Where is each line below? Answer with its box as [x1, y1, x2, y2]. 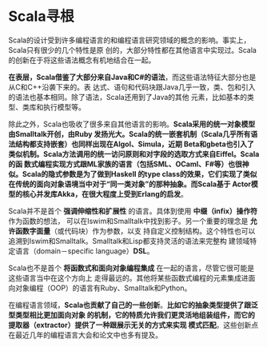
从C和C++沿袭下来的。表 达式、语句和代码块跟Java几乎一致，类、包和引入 [8, 82, 256, 92]
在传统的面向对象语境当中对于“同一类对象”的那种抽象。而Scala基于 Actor [8, 179, 252, 189]
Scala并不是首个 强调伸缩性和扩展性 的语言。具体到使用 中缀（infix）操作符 [8, 205, 258, 216]
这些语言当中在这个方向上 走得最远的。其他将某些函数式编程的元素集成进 [8, 273, 249, 282]
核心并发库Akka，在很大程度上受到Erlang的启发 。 [22, 189, 188, 198]
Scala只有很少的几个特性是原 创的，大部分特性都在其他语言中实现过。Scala [8, 45, 257, 54]
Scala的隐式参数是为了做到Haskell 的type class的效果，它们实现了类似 [22, 169, 257, 178]
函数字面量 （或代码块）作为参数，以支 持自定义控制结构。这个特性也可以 [14, 225, 256, 236]
